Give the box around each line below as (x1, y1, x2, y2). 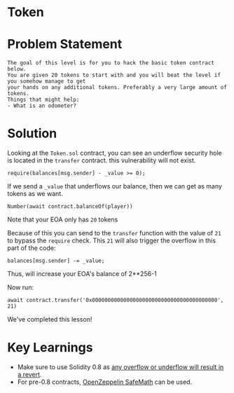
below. (7, 66, 27, 73)
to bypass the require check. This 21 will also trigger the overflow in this (7, 236, 216, 245)
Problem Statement (7, 36, 123, 53)
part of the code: (7, 244, 56, 252)
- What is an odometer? (7, 102, 77, 109)
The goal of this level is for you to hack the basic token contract (7, 60, 215, 67)
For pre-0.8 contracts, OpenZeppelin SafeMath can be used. (17, 378, 193, 386)
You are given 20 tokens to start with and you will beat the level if (7, 71, 221, 79)
